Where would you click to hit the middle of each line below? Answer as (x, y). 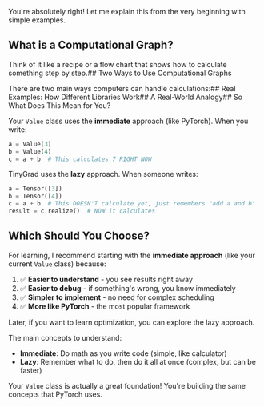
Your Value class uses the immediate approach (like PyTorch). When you (128, 121)
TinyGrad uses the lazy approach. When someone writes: (103, 174)
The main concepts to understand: (65, 337)
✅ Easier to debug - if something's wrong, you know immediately (128, 288)
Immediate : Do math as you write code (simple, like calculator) (123, 353)
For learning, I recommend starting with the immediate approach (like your (132, 255)
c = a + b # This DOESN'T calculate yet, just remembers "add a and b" (132, 204)
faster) (31, 370)
